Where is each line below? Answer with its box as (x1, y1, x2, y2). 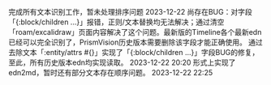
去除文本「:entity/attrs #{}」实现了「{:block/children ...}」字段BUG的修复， (8, 48, 260, 57)
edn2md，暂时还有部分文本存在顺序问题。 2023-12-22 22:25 (8, 68, 213, 77)
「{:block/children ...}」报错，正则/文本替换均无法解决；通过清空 (8, 17, 225, 27)
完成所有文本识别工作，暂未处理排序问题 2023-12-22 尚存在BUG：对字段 (8, 7, 253, 16)
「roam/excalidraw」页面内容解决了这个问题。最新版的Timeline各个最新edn (8, 28, 262, 36)
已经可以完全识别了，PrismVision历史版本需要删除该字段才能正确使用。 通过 (8, 37, 264, 47)
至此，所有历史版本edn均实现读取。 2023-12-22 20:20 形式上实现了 (8, 57, 236, 67)
